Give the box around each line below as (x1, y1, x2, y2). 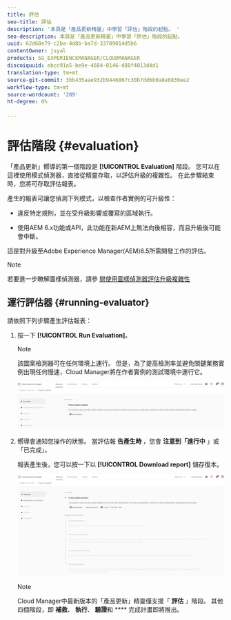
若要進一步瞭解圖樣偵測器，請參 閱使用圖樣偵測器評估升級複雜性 (7, 274, 190, 282)
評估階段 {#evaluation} (7, 138, 139, 154)
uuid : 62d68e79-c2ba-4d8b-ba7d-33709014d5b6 (7, 40, 137, 48)
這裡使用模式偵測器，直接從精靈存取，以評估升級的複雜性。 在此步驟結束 (7, 171, 214, 179)
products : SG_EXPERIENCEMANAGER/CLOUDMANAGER (7, 55, 140, 62)
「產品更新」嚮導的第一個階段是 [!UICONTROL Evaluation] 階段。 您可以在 (7, 162, 221, 170)
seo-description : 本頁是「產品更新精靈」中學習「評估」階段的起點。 (7, 33, 183, 40)
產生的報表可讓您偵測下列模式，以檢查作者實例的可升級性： (7, 194, 177, 203)
